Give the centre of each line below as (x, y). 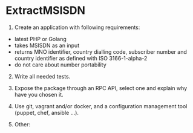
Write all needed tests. (42, 76)
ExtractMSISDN (46, 11)
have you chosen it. (39, 94)
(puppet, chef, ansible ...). (47, 112)
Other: (22, 124)
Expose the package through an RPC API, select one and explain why (101, 88)
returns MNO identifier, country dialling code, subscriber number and (100, 51)
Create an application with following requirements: (77, 27)
